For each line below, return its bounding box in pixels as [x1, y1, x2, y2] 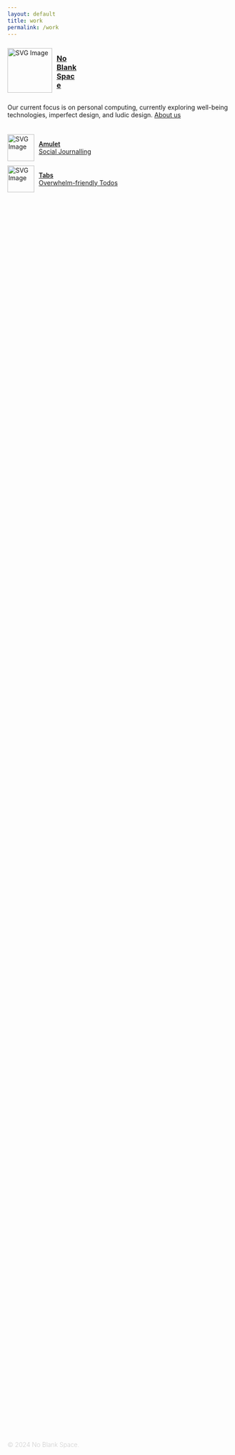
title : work [7, 17, 43, 24]
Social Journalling [39, 147, 91, 156]
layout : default [7, 10, 56, 18]
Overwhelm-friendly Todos [39, 178, 118, 187]
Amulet [39, 139, 61, 148]
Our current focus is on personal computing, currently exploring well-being [7, 103, 229, 111]
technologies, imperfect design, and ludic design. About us [7, 110, 181, 119]
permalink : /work [7, 24, 59, 31]
